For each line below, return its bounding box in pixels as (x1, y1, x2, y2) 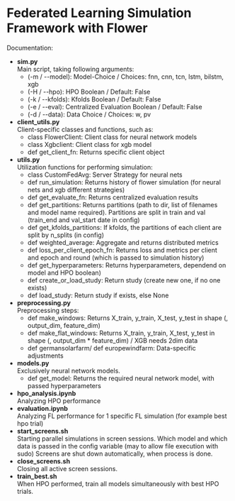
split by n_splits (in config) (27, 231, 104, 239)
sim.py (16, 57, 38, 65)
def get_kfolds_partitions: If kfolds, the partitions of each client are (27, 223, 222, 231)
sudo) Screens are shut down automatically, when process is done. (16, 449, 213, 458)
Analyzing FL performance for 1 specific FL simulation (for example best (16, 412, 227, 420)
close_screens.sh (16, 456, 71, 466)
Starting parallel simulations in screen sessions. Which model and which (16, 434, 228, 443)
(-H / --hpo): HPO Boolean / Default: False (27, 87, 151, 96)
